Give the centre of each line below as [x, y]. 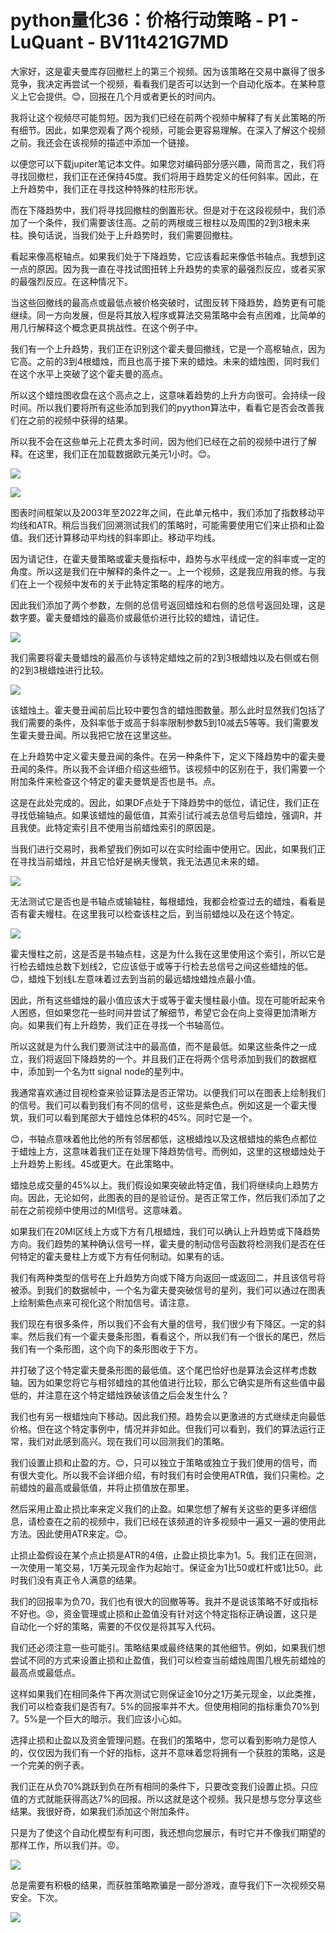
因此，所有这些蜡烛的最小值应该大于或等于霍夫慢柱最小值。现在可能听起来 [163, 1000]
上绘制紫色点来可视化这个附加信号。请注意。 [102, 1302]
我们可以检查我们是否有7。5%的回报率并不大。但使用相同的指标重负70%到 [165, 1706]
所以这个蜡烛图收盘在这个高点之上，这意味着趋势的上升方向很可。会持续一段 [168, 395]
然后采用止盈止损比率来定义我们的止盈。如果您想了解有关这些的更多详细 [159, 1508]
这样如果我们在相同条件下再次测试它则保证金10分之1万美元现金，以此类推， [166, 1693]
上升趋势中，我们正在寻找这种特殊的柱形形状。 [106, 188]
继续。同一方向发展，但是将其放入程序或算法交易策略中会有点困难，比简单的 [168, 315]
